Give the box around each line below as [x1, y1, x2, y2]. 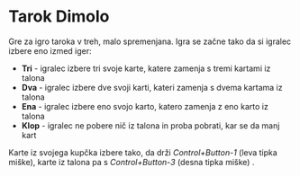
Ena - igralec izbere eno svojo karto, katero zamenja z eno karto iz [21, 101, 269, 111]
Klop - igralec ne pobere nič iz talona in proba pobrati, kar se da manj [21, 119, 280, 131]
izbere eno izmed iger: [8, 45, 92, 56]
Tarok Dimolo [8, 6, 110, 27]
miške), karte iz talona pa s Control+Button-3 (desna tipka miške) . [8, 156, 255, 167]
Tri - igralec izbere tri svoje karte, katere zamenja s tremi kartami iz [21, 63, 271, 74]
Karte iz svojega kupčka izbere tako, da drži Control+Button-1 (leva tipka [8, 146, 278, 158]
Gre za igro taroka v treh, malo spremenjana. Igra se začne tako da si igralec [8, 36, 292, 47]
